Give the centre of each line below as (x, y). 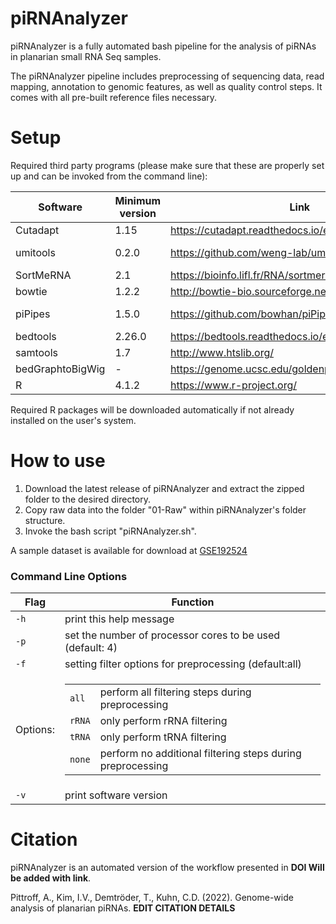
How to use (58, 461)
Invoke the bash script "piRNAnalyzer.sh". (110, 531)
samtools (37, 352)
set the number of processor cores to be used (172, 635)
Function (193, 602)
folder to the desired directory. (88, 499)
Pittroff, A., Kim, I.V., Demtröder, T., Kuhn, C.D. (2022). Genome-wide (152, 898)
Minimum (138, 200)
